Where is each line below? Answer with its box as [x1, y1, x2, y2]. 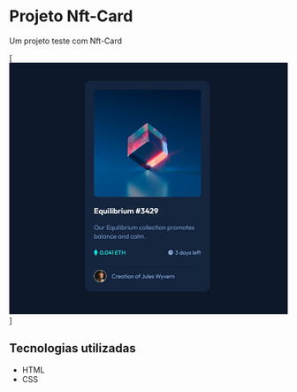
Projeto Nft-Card [9, 6, 133, 27]
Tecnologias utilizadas [9, 341, 136, 356]
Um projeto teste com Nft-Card [9, 35, 122, 46]
